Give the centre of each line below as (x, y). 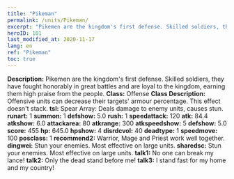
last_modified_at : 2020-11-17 (51, 40)
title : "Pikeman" (32, 14)
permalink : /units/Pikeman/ (48, 20)
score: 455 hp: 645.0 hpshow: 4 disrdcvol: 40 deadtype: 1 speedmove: (112, 130)
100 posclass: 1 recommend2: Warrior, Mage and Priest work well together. (116, 138)
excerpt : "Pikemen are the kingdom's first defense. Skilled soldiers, (113, 26)
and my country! (31, 167)
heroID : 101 (24, 33)
